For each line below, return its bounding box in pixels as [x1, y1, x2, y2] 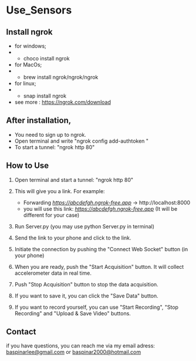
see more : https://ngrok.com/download [14, 99, 111, 106]
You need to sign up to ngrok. [14, 131, 86, 138]
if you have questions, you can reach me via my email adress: [6, 342, 156, 349]
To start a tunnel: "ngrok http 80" [14, 143, 95, 150]
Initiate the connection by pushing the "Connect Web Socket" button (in [14, 245, 188, 252]
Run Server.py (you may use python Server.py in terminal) [14, 222, 154, 230]
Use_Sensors [6, 4, 72, 17]
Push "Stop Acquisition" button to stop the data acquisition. [14, 281, 158, 288]
